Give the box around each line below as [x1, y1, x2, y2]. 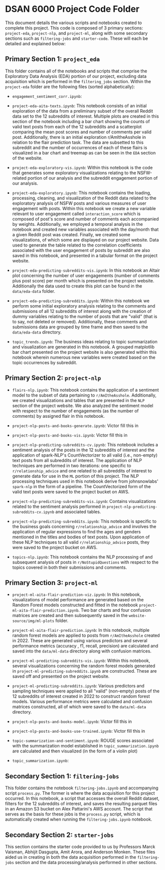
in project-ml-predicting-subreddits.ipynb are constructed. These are [12, 668, 157, 674]
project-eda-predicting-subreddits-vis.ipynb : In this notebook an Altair [12, 267, 160, 273]
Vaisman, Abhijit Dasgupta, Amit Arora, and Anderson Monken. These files [5, 849, 156, 855]
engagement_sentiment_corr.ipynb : [12, 93, 82, 99]
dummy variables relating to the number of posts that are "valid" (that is [12, 313, 158, 319]
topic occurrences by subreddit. [12, 359, 78, 365]
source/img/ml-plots [12, 619, 55, 623]
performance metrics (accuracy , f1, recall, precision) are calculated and [12, 643, 159, 649]
